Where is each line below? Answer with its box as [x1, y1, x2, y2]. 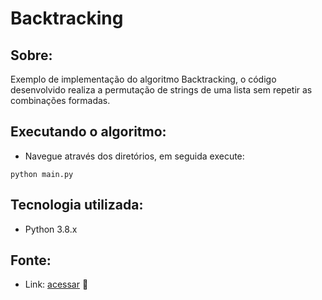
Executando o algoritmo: [10, 123, 167, 141]
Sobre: [10, 47, 53, 64]
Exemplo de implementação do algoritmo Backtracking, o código [10, 73, 277, 85]
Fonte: [10, 252, 52, 269]
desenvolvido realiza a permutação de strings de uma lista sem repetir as [10, 84, 313, 96]
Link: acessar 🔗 [24, 278, 89, 291]
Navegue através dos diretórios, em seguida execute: [24, 150, 245, 162]
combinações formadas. [10, 95, 111, 106]
